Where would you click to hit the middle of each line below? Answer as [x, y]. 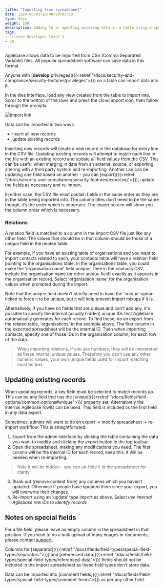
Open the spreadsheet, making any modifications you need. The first [81, 447]
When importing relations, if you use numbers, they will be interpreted [87, 349]
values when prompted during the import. [47, 284]
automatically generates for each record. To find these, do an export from [79, 319]
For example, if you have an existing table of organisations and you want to [81, 253]
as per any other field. [123, 579]
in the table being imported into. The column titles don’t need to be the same [82, 199]
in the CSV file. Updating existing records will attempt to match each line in [80, 153]
